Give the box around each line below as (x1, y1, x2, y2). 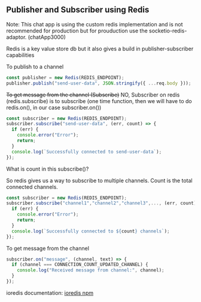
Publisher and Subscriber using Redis (6, 5, 150, 15)
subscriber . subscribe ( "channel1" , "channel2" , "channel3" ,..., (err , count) (6, 200, 197, 206)
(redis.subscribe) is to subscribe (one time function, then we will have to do (6, 97, 193, 104)
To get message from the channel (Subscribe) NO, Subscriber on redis (6, 91, 180, 98)
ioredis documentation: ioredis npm (6, 289, 94, 296)
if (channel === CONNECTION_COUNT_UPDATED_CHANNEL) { (11, 262, 148, 268)
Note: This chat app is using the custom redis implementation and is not (6, 20, 184, 28)
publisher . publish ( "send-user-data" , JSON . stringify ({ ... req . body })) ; (6, 80, 191, 86)
